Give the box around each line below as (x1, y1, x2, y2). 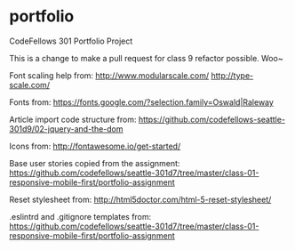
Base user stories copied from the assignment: (9, 157, 180, 168)
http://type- (211, 69, 254, 81)
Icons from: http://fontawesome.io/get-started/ (9, 141, 181, 151)
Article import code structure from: (9, 114, 137, 125)
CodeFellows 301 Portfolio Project (9, 36, 133, 46)
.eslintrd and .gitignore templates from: (9, 211, 152, 222)
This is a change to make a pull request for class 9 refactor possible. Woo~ (9, 52, 283, 63)
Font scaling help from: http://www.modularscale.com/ (9, 69, 210, 81)
